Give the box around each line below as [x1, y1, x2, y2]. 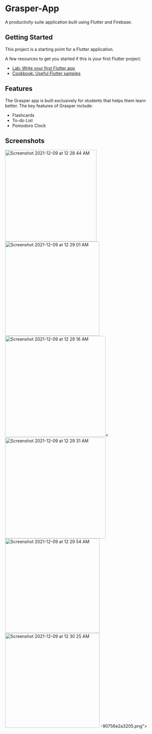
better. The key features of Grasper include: [5, 103, 93, 108]
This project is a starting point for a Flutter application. [5, 46, 114, 52]
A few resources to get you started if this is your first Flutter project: [5, 56, 141, 62]
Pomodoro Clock [12, 123, 46, 129]
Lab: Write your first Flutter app [12, 65, 76, 71]
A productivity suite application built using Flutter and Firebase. [5, 19, 133, 25]
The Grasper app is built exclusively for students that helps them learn [5, 97, 146, 103]
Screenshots [5, 136, 45, 145]
